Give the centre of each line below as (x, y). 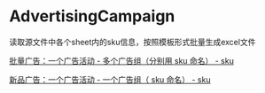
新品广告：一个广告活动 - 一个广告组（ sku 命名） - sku (110, 79)
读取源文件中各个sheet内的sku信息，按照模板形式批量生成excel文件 (132, 42)
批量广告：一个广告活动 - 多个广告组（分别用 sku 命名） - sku (122, 60)
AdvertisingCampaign (92, 16)
